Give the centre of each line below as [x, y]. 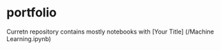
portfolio [32, 13]
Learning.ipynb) [29, 38]
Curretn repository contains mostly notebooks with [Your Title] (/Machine [110, 32]
